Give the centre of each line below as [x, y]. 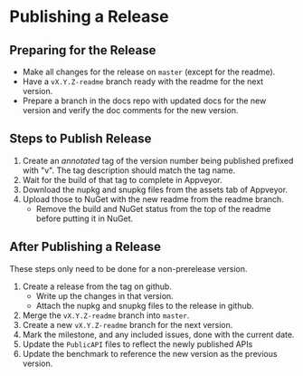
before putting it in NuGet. [85, 218]
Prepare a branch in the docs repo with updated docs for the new [144, 101]
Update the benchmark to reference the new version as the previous [150, 353]
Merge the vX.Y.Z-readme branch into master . [106, 315]
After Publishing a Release [85, 247]
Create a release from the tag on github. [97, 286]
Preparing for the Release [83, 50]
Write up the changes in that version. [104, 295]
